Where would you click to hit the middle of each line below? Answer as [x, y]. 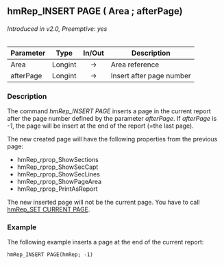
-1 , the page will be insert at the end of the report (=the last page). [100, 126]
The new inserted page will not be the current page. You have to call [103, 202]
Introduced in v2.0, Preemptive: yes [57, 28]
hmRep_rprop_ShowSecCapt [58, 167]
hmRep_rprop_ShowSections [58, 159]
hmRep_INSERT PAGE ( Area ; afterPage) [95, 11]
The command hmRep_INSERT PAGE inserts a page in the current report [109, 111]
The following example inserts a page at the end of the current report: [105, 242]
